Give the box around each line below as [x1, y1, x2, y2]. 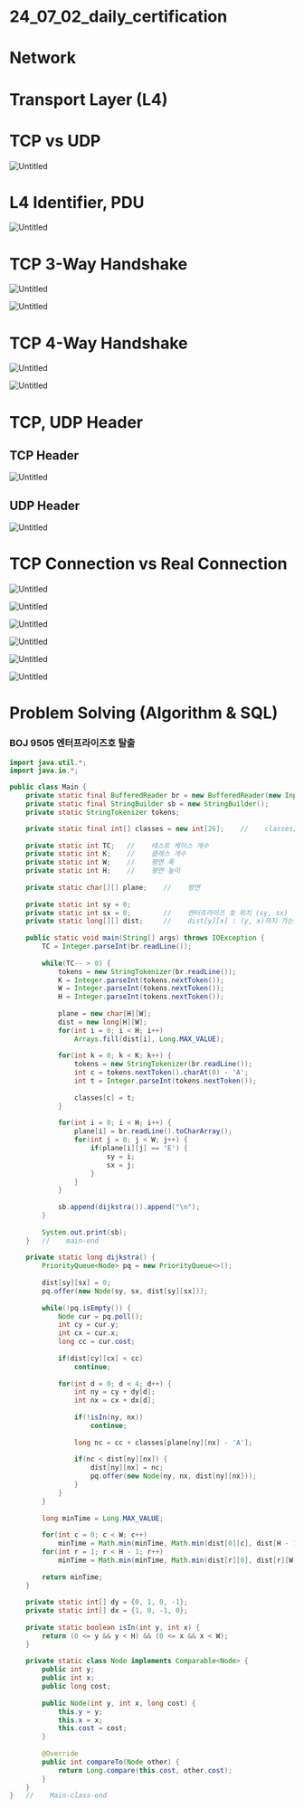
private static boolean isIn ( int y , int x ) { [25, 1623, 201, 1632]
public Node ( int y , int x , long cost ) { [42, 1699, 196, 1708]
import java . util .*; [9, 758, 88, 767]
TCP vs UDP [9, 130, 101, 151]
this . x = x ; [57, 1716, 103, 1725]
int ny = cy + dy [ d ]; [73, 1387, 156, 1396]
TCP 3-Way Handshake [9, 253, 188, 274]
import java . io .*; [9, 766, 79, 775]
